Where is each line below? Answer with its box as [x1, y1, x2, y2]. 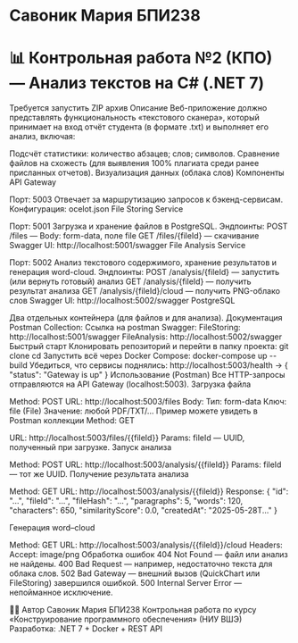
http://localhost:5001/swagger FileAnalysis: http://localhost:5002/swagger [9, 331, 283, 342]
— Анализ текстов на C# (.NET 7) [9, 73, 265, 94]
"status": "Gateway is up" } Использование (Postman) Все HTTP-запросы [9, 370, 286, 380]
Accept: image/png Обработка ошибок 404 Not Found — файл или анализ [9, 549, 288, 560]
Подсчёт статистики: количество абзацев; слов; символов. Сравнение [9, 148, 280, 159]
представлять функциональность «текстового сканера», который [9, 113, 261, 123]
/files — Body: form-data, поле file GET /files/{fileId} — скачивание [9, 230, 260, 241]
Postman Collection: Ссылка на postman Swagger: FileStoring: [9, 322, 241, 333]
